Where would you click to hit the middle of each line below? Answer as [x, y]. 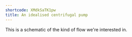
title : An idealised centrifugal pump [47, 15]
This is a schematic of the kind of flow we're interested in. [66, 29]
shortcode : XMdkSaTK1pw [31, 10]
